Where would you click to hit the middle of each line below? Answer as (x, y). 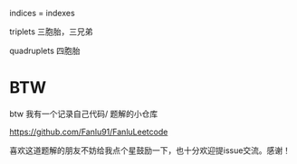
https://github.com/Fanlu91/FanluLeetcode (89, 132)
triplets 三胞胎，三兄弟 (51, 32)
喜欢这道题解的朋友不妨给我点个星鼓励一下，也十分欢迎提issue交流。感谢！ (150, 150)
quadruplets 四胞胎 (45, 50)
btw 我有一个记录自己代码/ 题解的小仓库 (84, 114)
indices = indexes (42, 13)
